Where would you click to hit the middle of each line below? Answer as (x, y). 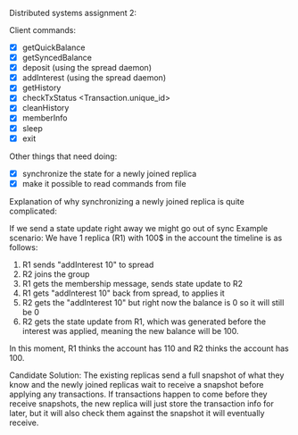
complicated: (33, 211)
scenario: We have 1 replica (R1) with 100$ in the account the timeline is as (146, 238)
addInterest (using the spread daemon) (94, 78)
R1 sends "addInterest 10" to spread (88, 264)
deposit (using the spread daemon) (87, 68)
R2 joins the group (56, 274)
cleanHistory (46, 108)
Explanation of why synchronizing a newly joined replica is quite (127, 201)
